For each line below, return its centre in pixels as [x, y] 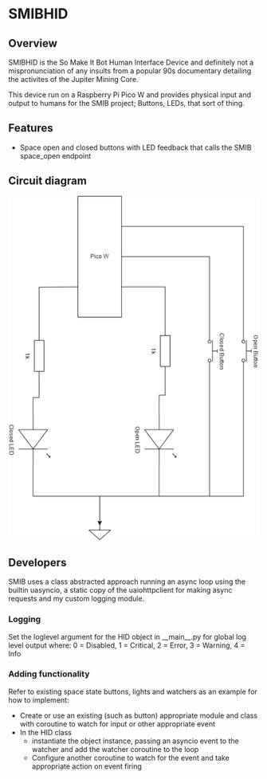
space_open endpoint [55, 155]
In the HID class [45, 732]
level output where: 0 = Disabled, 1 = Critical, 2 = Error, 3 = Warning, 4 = [127, 645]
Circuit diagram [48, 181]
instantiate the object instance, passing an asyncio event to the [135, 741]
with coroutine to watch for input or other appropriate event [117, 724]
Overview [33, 43]
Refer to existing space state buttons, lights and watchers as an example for [133, 691]
